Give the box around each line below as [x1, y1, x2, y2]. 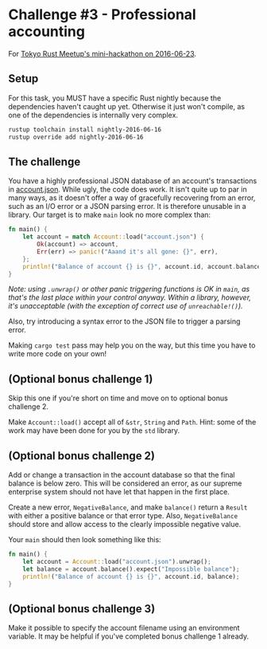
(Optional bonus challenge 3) [8, 602, 156, 616]
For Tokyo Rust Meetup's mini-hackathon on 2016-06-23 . [8, 49, 197, 58]
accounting [8, 22, 86, 41]
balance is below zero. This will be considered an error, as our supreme [8, 478, 242, 488]
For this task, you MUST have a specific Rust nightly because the [8, 93, 222, 103]
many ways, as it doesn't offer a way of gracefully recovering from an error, [8, 193, 256, 203]
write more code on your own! [8, 349, 107, 359]
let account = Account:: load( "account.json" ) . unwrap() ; [22, 557, 212, 565]
